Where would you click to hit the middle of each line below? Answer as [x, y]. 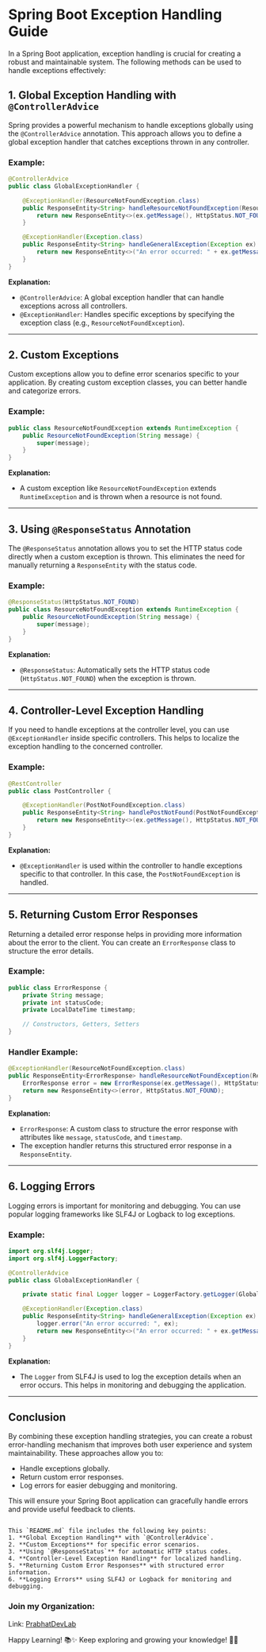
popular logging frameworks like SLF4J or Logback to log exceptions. [122, 1214]
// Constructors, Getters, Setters [81, 1024]
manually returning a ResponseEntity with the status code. [103, 565]
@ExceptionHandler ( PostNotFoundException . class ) [104, 805]
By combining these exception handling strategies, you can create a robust [131, 1437]
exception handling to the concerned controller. [86, 747]
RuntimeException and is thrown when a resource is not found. [121, 497]
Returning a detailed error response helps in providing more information [125, 934]
